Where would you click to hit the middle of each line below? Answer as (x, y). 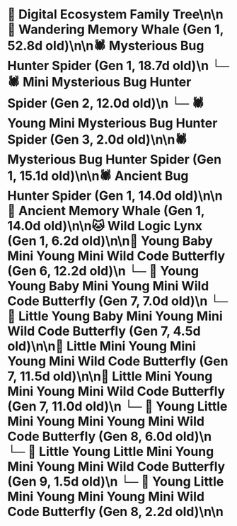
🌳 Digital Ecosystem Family (88, 15)
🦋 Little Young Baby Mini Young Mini (115, 316)
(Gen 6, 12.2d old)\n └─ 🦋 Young (103, 271)
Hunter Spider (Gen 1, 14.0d (89, 196)
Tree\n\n (198, 15)
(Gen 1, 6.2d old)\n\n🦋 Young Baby (110, 241)
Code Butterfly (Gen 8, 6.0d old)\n (110, 436)
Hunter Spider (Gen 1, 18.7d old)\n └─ (118, 66)
